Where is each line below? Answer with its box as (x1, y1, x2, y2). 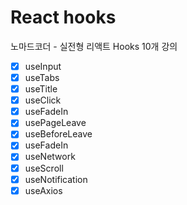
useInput (24, 60, 62, 72)
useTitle (24, 83, 58, 95)
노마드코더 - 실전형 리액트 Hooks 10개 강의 (10, 40, 178, 52)
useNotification (24, 173, 88, 185)
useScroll (24, 162, 64, 174)
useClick (24, 94, 62, 106)
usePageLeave (24, 117, 87, 129)
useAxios (24, 184, 63, 196)
